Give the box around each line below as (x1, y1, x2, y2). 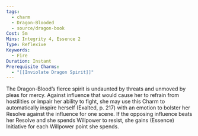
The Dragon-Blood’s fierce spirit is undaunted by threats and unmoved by (6, 85, 186, 92)
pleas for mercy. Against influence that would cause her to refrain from (6, 92, 180, 99)
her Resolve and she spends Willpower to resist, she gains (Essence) (6, 116, 175, 124)
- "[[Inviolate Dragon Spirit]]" (11, 69, 94, 75)
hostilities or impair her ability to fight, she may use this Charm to (6, 98, 165, 105)
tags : (6, 8, 20, 15)
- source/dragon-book (11, 25, 65, 31)
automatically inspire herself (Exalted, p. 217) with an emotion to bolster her (6, 104, 191, 111)
